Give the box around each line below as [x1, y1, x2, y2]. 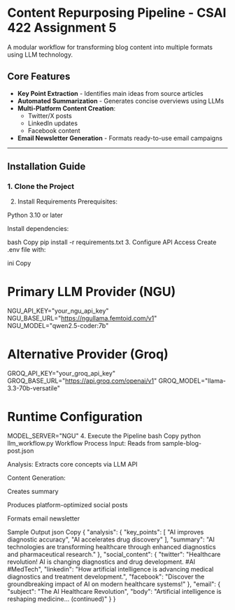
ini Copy [7, 259, 31, 267]
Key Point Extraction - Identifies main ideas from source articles [17, 89, 204, 97]
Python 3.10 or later [7, 211, 63, 220]
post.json [7, 446, 34, 455]
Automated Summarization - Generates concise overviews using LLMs [17, 97, 225, 105]
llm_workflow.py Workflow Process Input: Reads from [7, 439, 161, 448]
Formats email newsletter [7, 514, 80, 523]
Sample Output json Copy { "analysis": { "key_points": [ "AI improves [7, 528, 204, 537]
